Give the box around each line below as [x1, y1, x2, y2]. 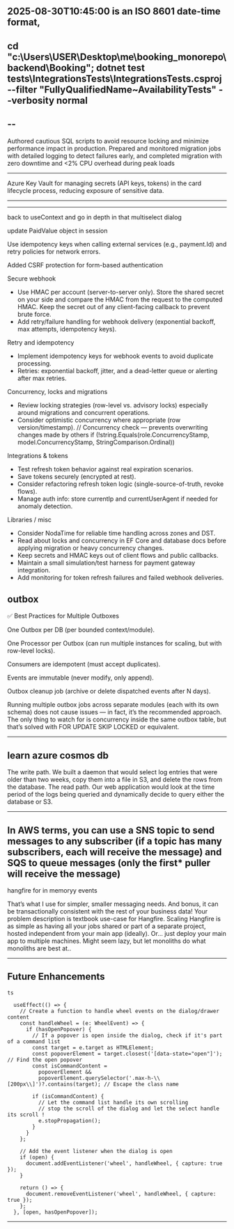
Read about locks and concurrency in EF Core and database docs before [17, 536, 226, 545]
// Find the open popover [7, 1056, 82, 1063]
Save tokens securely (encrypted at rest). [17, 472, 136, 480]
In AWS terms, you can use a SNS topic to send [7, 824, 214, 836]
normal [56, 94, 88, 107]
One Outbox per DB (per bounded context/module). [7, 626, 155, 634]
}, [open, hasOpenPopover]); [13, 1208, 98, 1216]
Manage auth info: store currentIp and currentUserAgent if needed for [17, 494, 218, 503]
